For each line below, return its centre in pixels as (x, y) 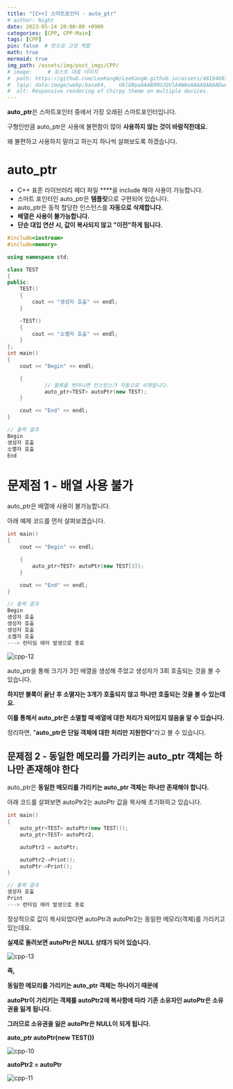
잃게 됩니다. (36, 1008)
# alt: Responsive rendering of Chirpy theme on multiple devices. (108, 91)
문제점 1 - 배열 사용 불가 (70, 486)
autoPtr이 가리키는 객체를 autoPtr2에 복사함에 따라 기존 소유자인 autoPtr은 (109, 1000)
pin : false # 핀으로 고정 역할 (49, 46)
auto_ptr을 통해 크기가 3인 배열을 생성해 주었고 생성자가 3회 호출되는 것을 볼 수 (114, 670)
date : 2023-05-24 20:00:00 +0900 (55, 26)
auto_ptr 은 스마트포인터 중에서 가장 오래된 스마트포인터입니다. (92, 112)
